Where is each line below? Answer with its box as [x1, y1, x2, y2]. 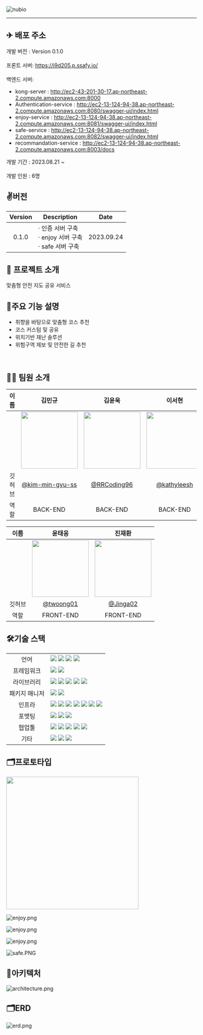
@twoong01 [42, 600, 79, 608]
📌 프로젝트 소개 [6, 265, 59, 275]
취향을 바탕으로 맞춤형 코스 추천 [14, 319, 89, 326]
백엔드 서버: [6, 76, 34, 83]
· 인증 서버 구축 [38, 224, 79, 233]
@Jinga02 [108, 600, 138, 608]
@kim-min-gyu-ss [21, 480, 77, 489]
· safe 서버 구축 [38, 242, 80, 251]
